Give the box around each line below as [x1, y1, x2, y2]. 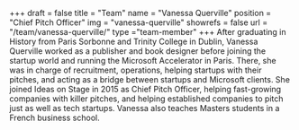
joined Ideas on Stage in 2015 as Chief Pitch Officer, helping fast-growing [9, 84, 282, 94]
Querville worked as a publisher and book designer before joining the [9, 46, 267, 56]
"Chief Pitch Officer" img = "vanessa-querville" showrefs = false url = [9, 17, 268, 28]
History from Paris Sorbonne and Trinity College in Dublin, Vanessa [9, 36, 258, 47]
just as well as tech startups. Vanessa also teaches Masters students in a [9, 103, 280, 113]
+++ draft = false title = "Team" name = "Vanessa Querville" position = [9, 8, 272, 18]
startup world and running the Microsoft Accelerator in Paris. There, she [9, 56, 276, 65]
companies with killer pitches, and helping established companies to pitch [9, 93, 284, 104]
